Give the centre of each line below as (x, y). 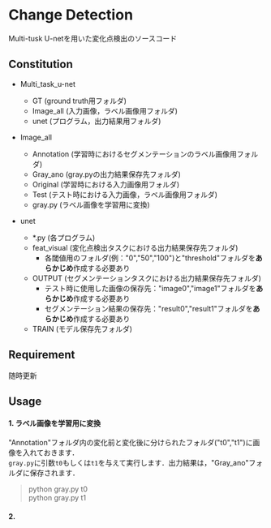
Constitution (41, 64)
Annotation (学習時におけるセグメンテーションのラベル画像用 (135, 154)
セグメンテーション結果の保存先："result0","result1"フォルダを (148, 308)
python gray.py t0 (58, 489)
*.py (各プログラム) (64, 238)
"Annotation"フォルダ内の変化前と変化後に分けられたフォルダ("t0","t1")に (131, 443)
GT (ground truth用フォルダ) (80, 101)
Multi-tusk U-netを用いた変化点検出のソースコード (92, 38)
